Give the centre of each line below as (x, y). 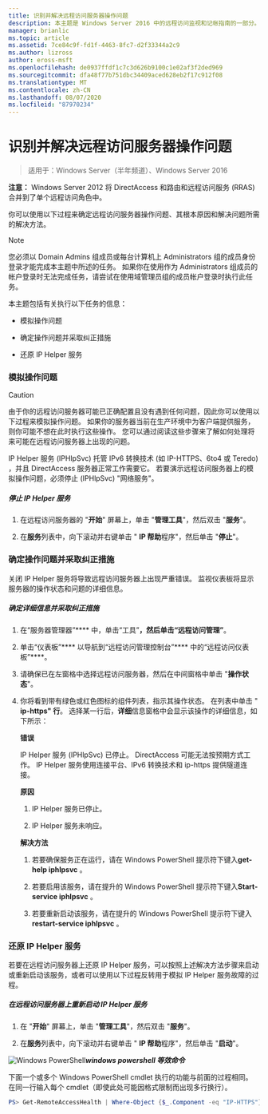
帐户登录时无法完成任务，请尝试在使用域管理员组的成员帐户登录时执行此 (127, 277)
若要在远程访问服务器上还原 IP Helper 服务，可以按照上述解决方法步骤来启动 (134, 965)
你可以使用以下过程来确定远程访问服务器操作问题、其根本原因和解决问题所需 (134, 214)
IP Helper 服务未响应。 (69, 825)
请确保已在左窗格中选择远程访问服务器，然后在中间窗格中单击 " (124, 674)
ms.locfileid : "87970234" (51, 105)
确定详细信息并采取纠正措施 (54, 609)
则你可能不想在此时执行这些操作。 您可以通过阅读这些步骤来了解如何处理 (128, 431)
